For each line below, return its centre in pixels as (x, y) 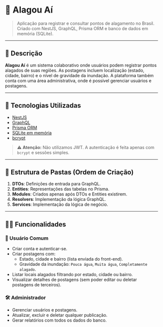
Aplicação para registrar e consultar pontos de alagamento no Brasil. (86, 23)
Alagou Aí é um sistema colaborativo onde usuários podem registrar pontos (81, 65)
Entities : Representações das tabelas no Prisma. (61, 189)
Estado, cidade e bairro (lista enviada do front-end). (71, 259)
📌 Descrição (24, 54)
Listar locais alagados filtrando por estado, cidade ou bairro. (72, 275)
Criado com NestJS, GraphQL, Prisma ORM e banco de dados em (82, 28)
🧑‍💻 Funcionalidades (36, 224)
